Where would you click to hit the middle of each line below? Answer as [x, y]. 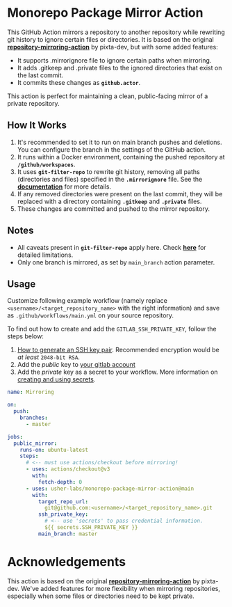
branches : [34, 418]
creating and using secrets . [56, 379]
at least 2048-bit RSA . [48, 357]
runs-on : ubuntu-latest [54, 450]
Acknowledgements [67, 561]
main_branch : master [68, 534]
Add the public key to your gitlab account [76, 365]
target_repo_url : [63, 502]
